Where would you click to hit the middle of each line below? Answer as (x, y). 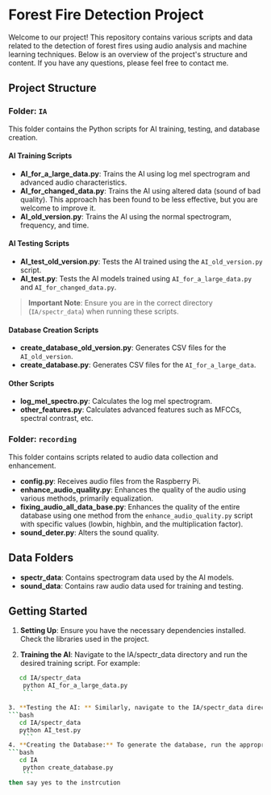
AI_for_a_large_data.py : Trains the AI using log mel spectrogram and (135, 173)
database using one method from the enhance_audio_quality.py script (136, 515)
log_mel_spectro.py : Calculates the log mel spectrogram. (116, 402)
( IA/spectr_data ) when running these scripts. (103, 311)
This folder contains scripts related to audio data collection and (113, 456)
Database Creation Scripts (54, 330)
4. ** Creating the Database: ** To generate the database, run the (122, 745)
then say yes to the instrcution (65, 783)
